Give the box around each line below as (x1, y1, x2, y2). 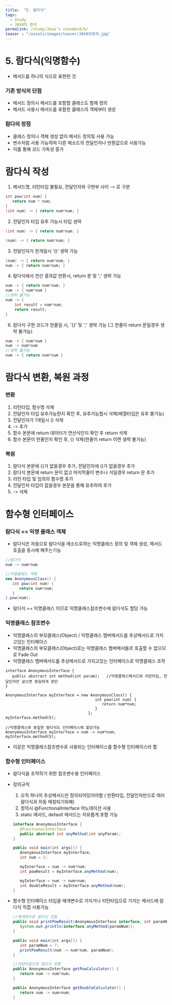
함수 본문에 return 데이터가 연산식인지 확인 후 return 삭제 (12, 430, 127, 436)
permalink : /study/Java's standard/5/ (5, 27, 88, 32)
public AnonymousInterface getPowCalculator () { (12, 966, 119, 972)
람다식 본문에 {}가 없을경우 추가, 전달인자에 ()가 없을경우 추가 (12, 463, 135, 469)
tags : (5, 12, 17, 17)
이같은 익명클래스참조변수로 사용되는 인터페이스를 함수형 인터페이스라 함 (12, 743, 158, 750)
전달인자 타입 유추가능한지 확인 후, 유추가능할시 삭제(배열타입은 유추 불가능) (12, 410, 164, 416)
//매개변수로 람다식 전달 (12, 915, 58, 920)
